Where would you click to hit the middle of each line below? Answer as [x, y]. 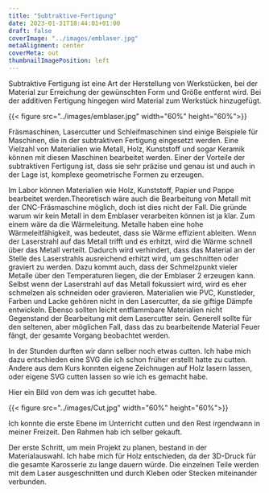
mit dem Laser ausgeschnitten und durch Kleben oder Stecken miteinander [133, 473]
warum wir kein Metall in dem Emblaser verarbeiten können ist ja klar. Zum [132, 216]
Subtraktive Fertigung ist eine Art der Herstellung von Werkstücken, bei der [133, 83]
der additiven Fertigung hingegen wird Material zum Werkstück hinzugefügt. [135, 101]
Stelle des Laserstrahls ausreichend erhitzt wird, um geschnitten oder [124, 258]
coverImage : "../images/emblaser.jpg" [73, 38]
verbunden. [27, 481]
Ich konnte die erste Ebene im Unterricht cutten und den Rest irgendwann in [134, 423]
